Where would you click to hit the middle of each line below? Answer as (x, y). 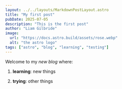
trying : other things (33, 81)
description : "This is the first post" (47, 24)
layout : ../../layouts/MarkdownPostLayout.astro (57, 10)
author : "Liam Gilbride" (31, 29)
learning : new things (34, 71)
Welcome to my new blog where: (39, 61)
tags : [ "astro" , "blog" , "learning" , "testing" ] (57, 47)
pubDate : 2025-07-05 (27, 19)
